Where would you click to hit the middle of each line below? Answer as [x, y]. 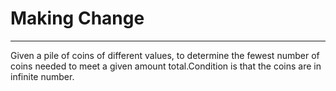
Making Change [77, 18]
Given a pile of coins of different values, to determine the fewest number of [165, 55]
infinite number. [42, 76]
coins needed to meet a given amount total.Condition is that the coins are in [166, 66]
